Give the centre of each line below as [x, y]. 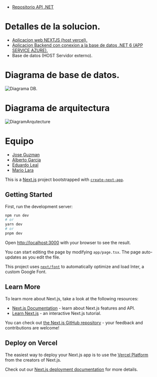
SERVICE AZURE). [30, 50]
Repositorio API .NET [33, 7]
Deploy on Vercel [31, 343]
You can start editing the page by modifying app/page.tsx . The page [73, 252]
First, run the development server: [39, 206]
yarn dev [14, 224]
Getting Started [29, 195]
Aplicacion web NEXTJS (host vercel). [50, 40]
